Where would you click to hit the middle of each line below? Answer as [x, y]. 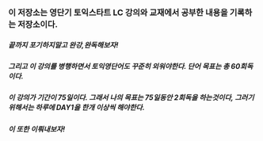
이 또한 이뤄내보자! [37, 129]
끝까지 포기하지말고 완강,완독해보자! [63, 44]
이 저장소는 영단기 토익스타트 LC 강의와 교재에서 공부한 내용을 [118, 12]
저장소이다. [37, 24]
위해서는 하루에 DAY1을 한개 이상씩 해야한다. [76, 108]
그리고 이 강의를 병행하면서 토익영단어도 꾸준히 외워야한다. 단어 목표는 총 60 [124, 66]
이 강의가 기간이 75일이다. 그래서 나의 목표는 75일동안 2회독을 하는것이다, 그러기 [131, 97]
